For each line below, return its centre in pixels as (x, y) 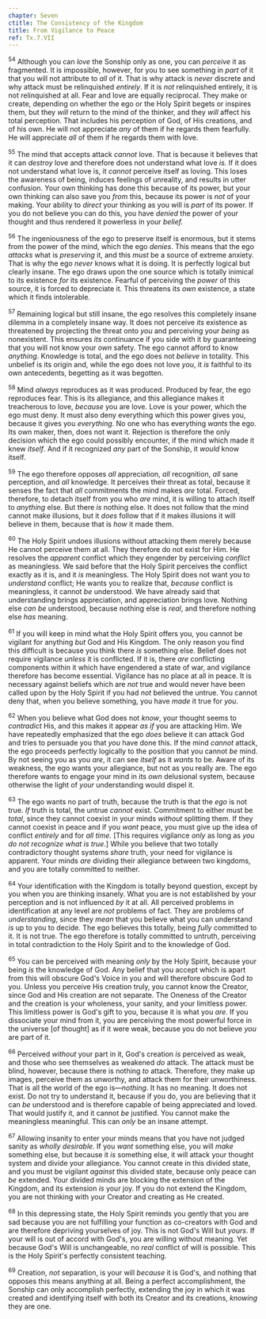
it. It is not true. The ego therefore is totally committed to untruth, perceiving (132, 936)
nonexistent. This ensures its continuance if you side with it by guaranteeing (132, 339)
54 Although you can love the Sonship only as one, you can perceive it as (127, 61)
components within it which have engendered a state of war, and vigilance (129, 667)
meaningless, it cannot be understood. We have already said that (114, 591)
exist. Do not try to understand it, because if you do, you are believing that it (132, 1096)
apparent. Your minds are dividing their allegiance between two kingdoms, (129, 861)
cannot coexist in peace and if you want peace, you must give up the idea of (133, 826)
